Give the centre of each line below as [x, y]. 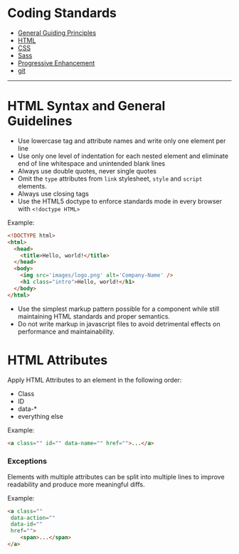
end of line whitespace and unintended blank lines [91, 163]
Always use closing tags [53, 193]
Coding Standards [62, 13]
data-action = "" [33, 518]
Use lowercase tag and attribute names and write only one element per [122, 141]
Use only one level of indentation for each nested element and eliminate [123, 156]
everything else [41, 416]
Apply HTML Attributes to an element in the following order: [95, 380]
